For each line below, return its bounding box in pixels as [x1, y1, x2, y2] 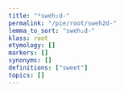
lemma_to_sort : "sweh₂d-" [8, 26, 95, 34]
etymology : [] [8, 42, 56, 50]
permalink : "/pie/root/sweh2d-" [8, 19, 117, 27]
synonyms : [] [8, 57, 52, 65]
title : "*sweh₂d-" [8, 11, 70, 20]
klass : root [8, 34, 48, 42]
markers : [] [8, 49, 48, 57]
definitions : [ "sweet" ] [8, 64, 89, 72]
